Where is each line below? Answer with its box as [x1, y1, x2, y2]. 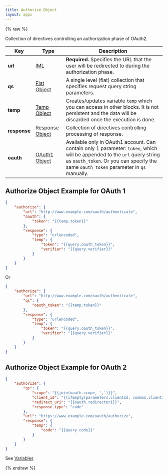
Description [98, 47, 127, 54]
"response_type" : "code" [31, 404, 84, 409]
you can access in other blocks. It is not [65, 103, 159, 110]
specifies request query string [65, 83, 136, 90]
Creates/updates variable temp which [65, 97, 152, 104]
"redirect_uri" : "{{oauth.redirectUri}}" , [31, 399, 122, 405]
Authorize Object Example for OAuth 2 [5, 363, 127, 371]
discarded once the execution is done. [65, 116, 156, 123]
